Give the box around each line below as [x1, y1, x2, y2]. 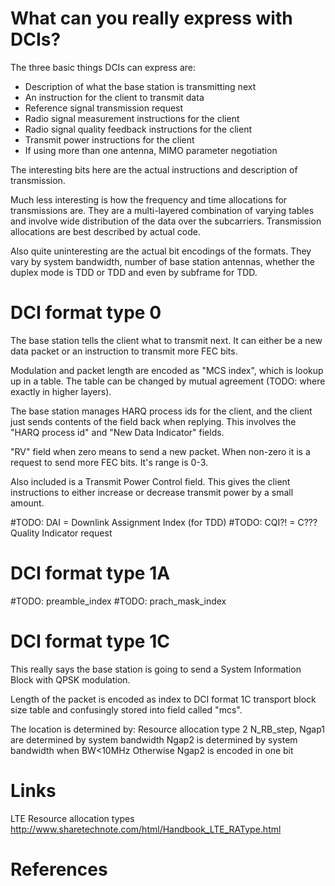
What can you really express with [10, 7, 293, 30]
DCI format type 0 [10, 302, 162, 324]
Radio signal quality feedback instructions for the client [24, 123, 252, 135]
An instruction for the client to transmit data [24, 91, 205, 103]
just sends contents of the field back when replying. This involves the [10, 415, 297, 427]
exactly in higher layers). [10, 385, 112, 397]
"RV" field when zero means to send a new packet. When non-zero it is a [10, 445, 311, 457]
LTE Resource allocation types [10, 812, 135, 824]
